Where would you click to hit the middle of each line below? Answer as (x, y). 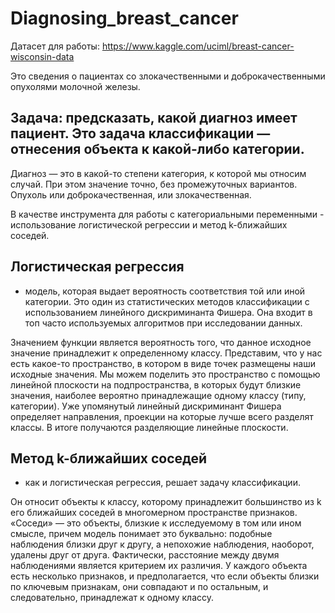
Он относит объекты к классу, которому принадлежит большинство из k (166, 502)
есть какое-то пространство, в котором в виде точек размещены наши (163, 363)
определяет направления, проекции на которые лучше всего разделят (162, 416)
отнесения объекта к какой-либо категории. (157, 149)
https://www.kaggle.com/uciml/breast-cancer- (198, 46)
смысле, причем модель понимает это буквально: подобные (141, 534)
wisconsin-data (42, 56)
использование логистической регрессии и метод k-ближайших (149, 224)
